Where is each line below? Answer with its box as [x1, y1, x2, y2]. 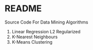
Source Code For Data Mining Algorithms [4, 19, 89, 25]
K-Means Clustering [11, 39, 53, 45]
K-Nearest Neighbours [11, 34, 58, 40]
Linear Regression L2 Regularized [11, 28, 81, 34]
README [4, 3, 42, 14]
